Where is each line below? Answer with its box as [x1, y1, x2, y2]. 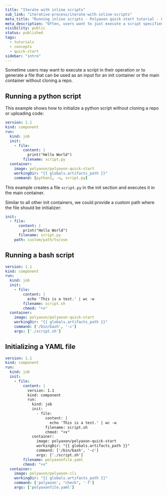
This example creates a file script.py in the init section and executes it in [5, 184, 155, 190]
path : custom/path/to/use [14, 237, 68, 242]
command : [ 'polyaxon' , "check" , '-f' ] [14, 480, 94, 486]
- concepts [9, 44, 32, 49]
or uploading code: [5, 110, 44, 117]
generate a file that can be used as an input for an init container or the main [5, 72, 160, 78]
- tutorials [9, 40, 35, 45]
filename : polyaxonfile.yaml [23, 457, 83, 462]
